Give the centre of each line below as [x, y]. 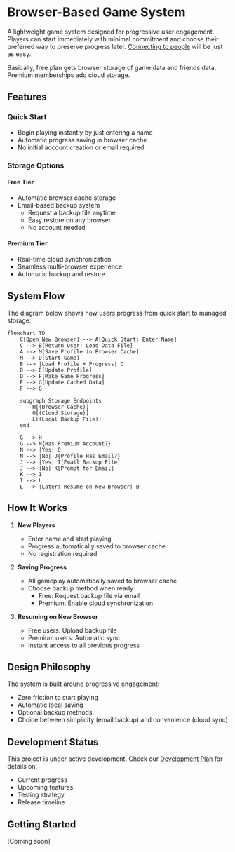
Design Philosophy [49, 667]
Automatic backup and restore [61, 273]
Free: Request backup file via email [89, 595]
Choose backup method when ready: [81, 588]
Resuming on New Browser [58, 616]
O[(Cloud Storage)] [61, 413]
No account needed [56, 227]
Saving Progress [42, 567]
